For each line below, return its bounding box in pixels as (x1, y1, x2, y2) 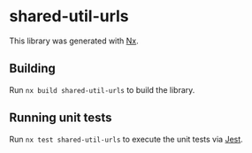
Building (9, 61, 56, 76)
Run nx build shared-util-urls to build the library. (9, 84, 195, 95)
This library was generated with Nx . (9, 35, 139, 46)
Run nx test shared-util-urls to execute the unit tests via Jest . (9, 134, 243, 144)
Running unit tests (9, 111, 112, 126)
